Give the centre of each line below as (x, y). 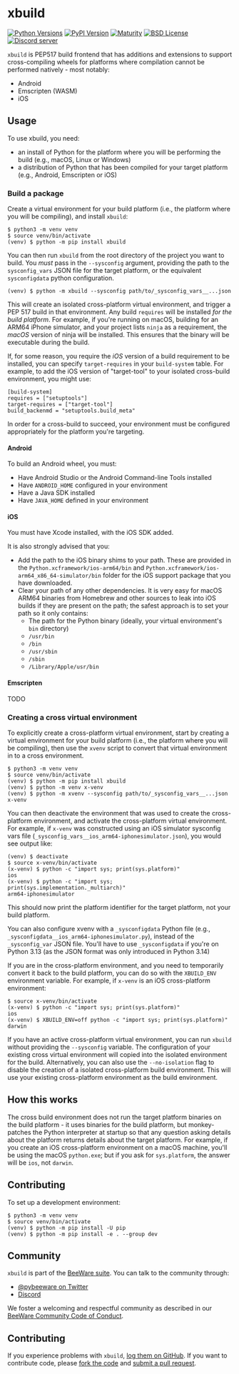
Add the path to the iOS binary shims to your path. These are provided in (124, 560)
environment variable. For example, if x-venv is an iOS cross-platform (109, 981)
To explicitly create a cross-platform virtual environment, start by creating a (118, 733)
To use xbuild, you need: (44, 138)
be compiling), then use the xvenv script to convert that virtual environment (117, 748)
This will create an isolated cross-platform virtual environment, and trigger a (119, 304)
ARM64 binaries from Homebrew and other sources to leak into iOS (117, 598)
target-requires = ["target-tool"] (60, 405)
